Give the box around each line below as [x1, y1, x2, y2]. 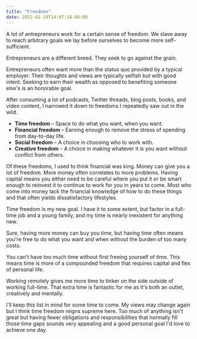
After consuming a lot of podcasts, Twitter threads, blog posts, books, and [6, 96, 186, 103]
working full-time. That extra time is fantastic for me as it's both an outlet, [6, 284, 184, 291]
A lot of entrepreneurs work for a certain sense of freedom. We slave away [6, 30, 188, 37]
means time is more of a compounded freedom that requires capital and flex [6, 259, 191, 266]
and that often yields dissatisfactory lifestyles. [6, 194, 118, 201]
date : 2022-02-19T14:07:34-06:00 [6, 14, 88, 20]
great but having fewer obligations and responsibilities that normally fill [6, 314, 178, 321]
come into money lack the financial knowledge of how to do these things [6, 187, 182, 195]
